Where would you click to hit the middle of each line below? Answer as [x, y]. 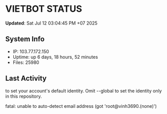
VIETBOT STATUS [44, 9]
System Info [25, 39]
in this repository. [24, 96]
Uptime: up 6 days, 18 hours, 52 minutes [55, 57]
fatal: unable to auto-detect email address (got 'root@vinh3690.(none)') [81, 106]
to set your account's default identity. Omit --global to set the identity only [84, 90]
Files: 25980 [26, 62]
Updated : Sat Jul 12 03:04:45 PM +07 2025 [51, 23]
